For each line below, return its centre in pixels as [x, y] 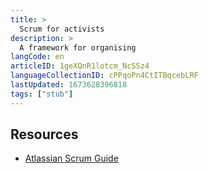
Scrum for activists [62, 29]
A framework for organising [78, 47]
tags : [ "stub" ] [42, 94]
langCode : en [37, 57]
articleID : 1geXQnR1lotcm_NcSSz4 [80, 66]
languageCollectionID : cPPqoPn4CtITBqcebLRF [104, 76]
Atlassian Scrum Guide [71, 158]
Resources [44, 134]
